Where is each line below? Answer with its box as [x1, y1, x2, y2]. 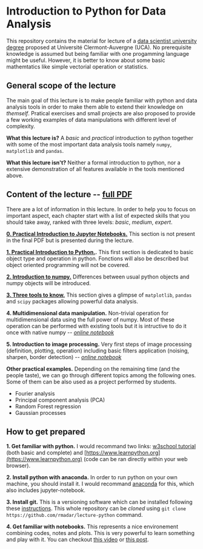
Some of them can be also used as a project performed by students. [6, 378, 177, 385]
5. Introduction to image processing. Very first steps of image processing [6, 340, 192, 348]
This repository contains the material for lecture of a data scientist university [6, 37, 197, 44]
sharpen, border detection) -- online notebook [6, 353, 122, 360]
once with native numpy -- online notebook [6, 329, 114, 336]
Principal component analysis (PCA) [15, 396, 105, 403]
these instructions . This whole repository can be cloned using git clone [6, 505, 187, 512]
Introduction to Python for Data [6, 4, 167, 18]
